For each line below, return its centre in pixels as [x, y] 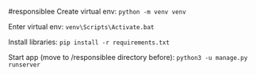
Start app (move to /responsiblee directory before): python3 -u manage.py [128, 57]
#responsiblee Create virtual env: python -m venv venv [97, 11]
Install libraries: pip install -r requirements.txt [89, 42]
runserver [25, 65]
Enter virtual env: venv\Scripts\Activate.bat [81, 26]
